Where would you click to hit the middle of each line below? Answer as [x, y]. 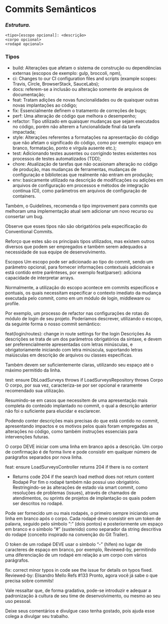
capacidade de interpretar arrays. [40, 278]
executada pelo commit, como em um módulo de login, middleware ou [78, 298]
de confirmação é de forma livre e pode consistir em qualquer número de [81, 452]
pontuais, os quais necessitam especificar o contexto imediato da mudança [83, 293]
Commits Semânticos [51, 9]
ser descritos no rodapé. [38, 503]
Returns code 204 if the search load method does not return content [83, 477]
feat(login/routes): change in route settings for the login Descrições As [78, 333]
